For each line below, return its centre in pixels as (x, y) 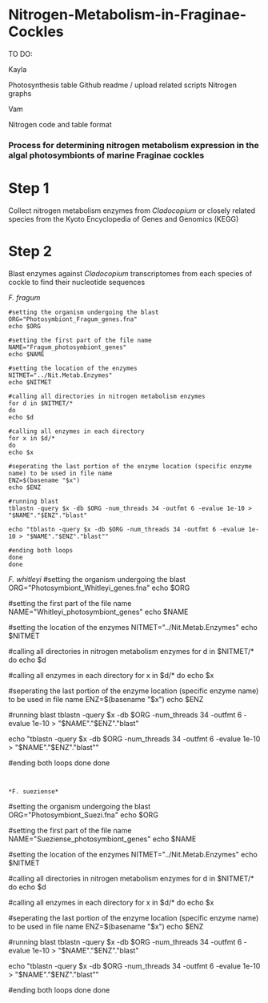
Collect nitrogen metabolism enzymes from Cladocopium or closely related (132, 211)
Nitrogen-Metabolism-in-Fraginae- (127, 15)
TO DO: (21, 54)
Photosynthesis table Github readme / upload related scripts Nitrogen (123, 85)
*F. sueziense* (34, 791)
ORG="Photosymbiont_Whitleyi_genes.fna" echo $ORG (99, 588)
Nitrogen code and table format (60, 124)
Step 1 (29, 189)
